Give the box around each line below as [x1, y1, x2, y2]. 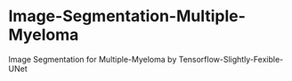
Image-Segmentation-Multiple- [8, 6, 247, 26]
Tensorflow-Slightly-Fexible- [178, 54, 284, 64]
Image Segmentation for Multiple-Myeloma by [8, 54, 177, 64]
